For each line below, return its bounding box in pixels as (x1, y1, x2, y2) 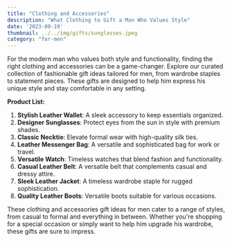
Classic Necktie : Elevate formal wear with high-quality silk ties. (17, 133, 199, 142)
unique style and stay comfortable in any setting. (7, 84, 147, 93)
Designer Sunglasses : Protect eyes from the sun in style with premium (17, 118, 220, 127)
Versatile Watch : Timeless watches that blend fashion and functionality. (17, 155, 224, 163)
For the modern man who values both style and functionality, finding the (7, 55, 213, 63)
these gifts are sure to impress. (7, 227, 96, 236)
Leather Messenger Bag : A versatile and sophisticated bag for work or (17, 140, 220, 149)
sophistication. (17, 185, 60, 193)
